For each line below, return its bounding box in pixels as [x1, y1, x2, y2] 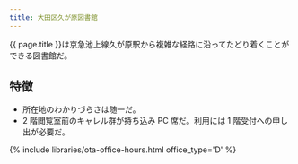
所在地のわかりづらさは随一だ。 [22, 104, 141, 115]
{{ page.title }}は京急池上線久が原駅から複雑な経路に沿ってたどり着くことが [9, 39, 290, 49]
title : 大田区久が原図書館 [9, 13, 99, 22]
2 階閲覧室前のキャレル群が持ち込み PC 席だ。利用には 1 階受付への [22, 116, 273, 126]
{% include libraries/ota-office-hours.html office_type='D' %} [9, 144, 237, 155]
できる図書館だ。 [9, 50, 73, 61]
